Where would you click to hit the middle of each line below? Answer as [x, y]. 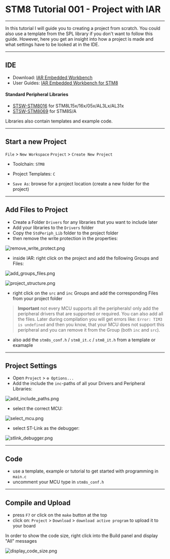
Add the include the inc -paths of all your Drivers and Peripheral [79, 384]
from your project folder [37, 298]
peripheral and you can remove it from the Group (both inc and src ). [89, 330]
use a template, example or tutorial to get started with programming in [85, 471]
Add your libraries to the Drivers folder [53, 227]
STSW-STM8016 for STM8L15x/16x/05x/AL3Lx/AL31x [68, 106]
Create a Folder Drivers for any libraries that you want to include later [85, 222]
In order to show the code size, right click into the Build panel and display [82, 536]
